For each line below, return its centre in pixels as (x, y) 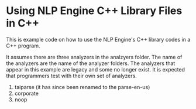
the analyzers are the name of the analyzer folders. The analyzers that (91, 63)
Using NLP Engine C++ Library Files (94, 11)
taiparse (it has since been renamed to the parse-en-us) (82, 87)
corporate (27, 93)
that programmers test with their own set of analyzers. (72, 76)
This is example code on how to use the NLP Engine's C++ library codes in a (98, 39)
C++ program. (23, 46)
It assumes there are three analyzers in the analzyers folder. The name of (94, 57)
